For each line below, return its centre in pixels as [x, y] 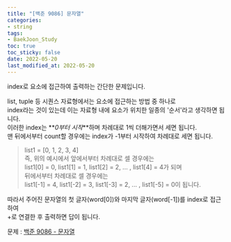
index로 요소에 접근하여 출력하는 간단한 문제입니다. [77, 86]
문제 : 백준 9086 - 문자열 [41, 232]
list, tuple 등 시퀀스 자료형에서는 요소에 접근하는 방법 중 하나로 [91, 101]
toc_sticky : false [34, 53]
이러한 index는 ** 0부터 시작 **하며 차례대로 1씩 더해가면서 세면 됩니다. [102, 127]
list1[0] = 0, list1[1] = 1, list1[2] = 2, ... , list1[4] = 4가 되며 [103, 167]
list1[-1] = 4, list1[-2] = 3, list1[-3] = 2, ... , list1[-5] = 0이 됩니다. [112, 184]
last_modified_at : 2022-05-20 [51, 66]
